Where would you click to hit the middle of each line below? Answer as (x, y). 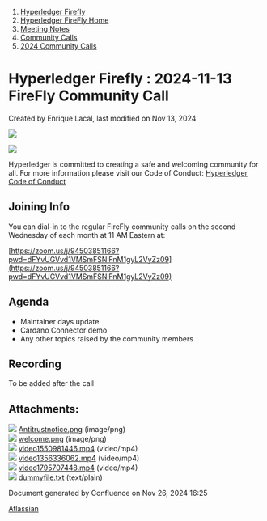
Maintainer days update (59, 321)
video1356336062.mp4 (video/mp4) (79, 458)
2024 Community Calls (58, 46)
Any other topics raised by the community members (107, 338)
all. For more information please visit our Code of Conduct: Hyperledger (128, 172)
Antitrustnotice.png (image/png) (72, 430)
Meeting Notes (45, 29)
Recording (35, 364)
